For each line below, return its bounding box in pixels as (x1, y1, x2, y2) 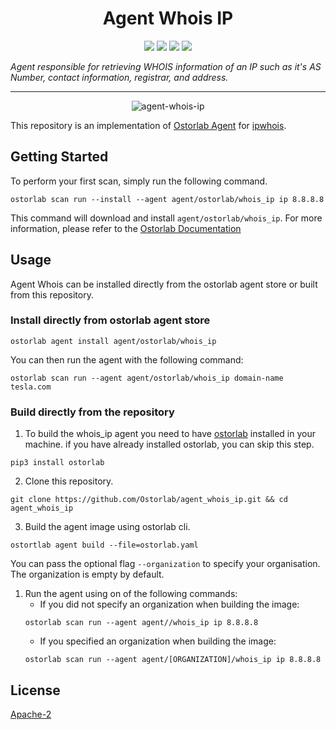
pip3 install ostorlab (10, 458, 105, 468)
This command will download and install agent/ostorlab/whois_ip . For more (10, 212, 323, 224)
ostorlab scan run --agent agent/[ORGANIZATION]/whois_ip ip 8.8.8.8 (24, 655, 322, 665)
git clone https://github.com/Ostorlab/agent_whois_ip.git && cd (10, 495, 288, 505)
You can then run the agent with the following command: (10, 353, 244, 366)
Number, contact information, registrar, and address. (10, 71, 229, 83)
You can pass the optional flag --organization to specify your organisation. (10, 558, 321, 570)
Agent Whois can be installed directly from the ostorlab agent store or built (10, 278, 318, 290)
